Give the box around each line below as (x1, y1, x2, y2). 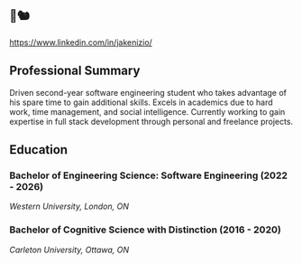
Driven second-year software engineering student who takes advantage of (9, 87, 287, 98)
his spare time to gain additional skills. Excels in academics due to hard (9, 97, 273, 108)
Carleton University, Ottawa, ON (9, 244, 130, 255)
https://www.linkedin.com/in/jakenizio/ (9, 36, 153, 48)
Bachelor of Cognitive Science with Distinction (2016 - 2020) (9, 223, 281, 236)
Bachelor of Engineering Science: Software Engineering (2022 (9, 169, 288, 182)
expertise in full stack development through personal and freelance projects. (9, 116, 294, 127)
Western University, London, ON (9, 201, 129, 212)
